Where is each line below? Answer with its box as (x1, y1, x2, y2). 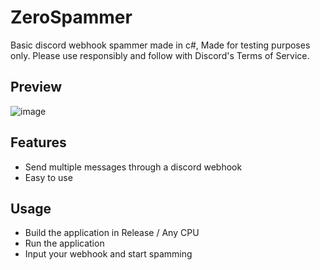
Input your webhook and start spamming (24, 248, 193, 260)
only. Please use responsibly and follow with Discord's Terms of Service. (10, 49, 310, 61)
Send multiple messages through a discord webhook (24, 161, 243, 173)
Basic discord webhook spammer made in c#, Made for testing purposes (10, 39, 311, 51)
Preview (10, 79, 63, 96)
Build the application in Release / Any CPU (24, 227, 200, 239)
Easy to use (24, 171, 73, 183)
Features (10, 134, 67, 151)
